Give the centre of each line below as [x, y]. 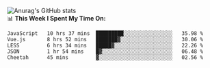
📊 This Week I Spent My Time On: [56, 18]
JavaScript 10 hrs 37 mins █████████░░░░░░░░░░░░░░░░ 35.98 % [105, 34]
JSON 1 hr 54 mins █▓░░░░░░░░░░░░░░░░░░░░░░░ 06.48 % [105, 52]
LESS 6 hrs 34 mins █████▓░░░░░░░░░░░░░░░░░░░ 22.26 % [105, 45]
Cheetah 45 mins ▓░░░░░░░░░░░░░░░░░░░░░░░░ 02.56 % [105, 58]
